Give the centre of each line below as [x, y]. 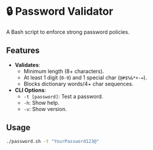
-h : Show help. [42, 103]
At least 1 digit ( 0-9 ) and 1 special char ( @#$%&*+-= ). [85, 77]
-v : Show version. [45, 109]
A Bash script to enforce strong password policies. [68, 32]
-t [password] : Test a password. [63, 96]
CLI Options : [30, 90]
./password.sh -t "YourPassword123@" [53, 141]
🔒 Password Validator [60, 12]
